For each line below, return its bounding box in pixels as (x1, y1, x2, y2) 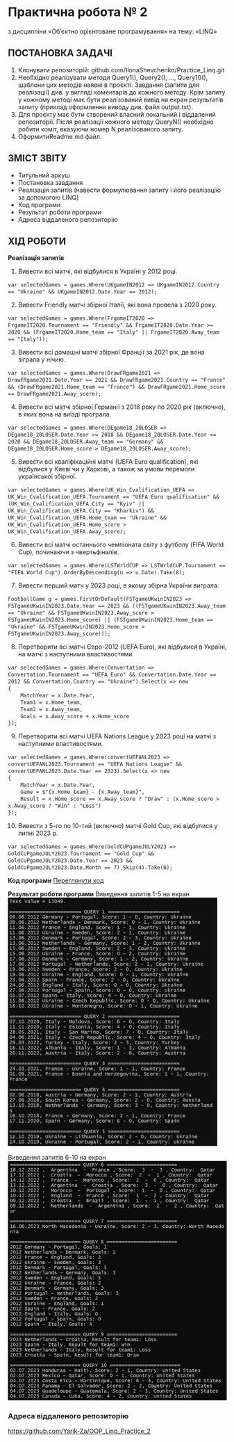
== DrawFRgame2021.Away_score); (8, 391, 101, 398)
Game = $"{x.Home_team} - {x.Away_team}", (20, 788, 145, 796)
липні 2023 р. (17, 829, 58, 838)
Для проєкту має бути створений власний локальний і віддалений (17, 110, 216, 118)
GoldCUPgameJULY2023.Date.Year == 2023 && (8, 857, 133, 864)
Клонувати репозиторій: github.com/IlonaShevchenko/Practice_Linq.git (17, 65, 225, 74)
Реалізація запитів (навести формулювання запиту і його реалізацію (17, 186, 222, 194)
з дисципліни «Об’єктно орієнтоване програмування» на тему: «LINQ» (8, 27, 217, 35)
